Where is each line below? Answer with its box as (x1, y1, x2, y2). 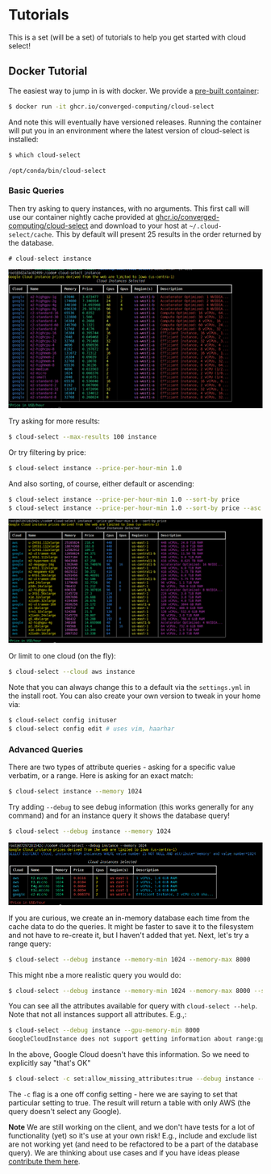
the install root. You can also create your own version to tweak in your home (8, 691, 261, 701)
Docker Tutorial (8, 65, 88, 78)
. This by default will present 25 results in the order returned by (51, 229, 262, 239)
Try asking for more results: (8, 416, 101, 426)
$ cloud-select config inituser (8, 717, 117, 725)
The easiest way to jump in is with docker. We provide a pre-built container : (8, 86, 260, 95)
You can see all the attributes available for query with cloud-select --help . (8, 1001, 258, 1011)
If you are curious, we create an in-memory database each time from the (8, 913, 250, 923)
